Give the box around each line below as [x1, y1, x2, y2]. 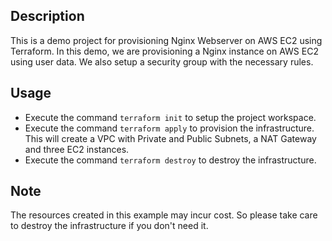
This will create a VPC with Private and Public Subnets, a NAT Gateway [24, 132, 317, 144]
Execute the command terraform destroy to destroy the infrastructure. [24, 154, 317, 166]
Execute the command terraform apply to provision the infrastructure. [24, 122, 315, 134]
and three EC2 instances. [24, 143, 130, 155]
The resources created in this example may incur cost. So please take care [10, 209, 318, 221]
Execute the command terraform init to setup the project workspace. [24, 111, 317, 123]
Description [10, 8, 85, 25]
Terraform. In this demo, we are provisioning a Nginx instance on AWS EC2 [10, 45, 319, 57]
